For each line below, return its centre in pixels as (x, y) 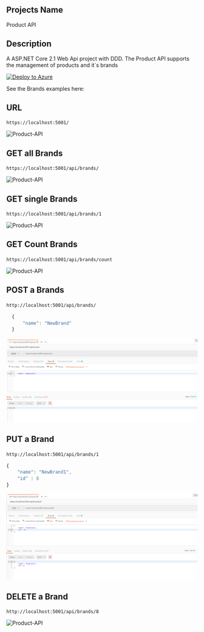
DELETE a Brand (37, 596)
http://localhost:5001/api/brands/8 (53, 612)
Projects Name (35, 10)
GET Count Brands (42, 244)
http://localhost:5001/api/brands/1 (53, 454)
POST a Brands (35, 290)
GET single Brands (42, 199)
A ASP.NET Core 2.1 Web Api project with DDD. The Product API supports (98, 58)
